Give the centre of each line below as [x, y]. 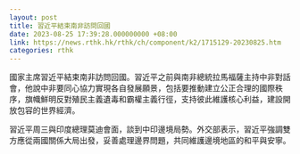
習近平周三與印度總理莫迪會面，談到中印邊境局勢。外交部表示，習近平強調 [146, 129]
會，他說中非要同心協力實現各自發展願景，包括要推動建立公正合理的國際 [142, 88]
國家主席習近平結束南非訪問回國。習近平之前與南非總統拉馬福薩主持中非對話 [150, 77]
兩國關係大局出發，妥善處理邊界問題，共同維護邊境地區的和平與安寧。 [162, 141]
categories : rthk [42, 51]
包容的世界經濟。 [48, 110]
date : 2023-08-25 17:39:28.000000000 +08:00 [93, 34]
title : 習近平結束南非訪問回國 [60, 26]
